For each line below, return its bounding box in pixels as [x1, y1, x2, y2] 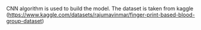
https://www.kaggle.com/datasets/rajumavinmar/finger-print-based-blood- [8, 11, 195, 18]
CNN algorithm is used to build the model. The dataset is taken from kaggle [6, 5, 194, 12]
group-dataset [6, 18, 42, 24]
